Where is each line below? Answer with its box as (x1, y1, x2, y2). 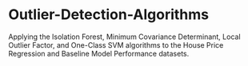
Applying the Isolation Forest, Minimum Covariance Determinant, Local (8, 32, 242, 41)
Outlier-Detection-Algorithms (8, 6, 210, 24)
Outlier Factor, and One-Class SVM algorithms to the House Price (8, 40, 224, 49)
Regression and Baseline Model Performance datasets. (8, 49, 190, 58)
